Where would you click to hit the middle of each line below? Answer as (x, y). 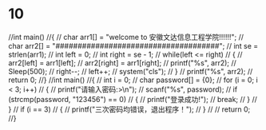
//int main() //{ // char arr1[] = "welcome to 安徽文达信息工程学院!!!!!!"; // (126, 37)
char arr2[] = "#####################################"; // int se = (133, 45)
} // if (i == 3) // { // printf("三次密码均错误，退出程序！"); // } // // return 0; (129, 109)
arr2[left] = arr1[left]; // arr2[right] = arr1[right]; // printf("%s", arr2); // (123, 63)
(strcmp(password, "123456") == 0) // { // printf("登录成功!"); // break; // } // (133, 99)
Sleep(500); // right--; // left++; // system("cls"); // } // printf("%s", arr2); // (131, 71)
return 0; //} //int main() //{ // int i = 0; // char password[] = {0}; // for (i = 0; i (133, 80)
